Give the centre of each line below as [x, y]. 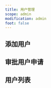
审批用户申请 [24, 62]
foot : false [17, 23]
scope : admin [18, 14]
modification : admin [26, 18]
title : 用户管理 [20, 9]
